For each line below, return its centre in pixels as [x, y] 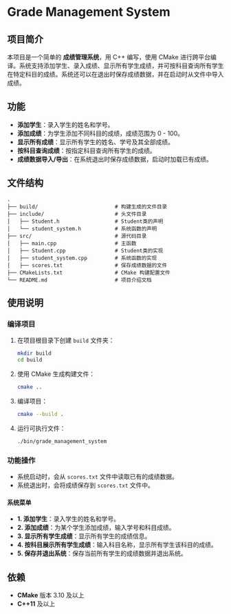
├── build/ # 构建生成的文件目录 [87, 207]
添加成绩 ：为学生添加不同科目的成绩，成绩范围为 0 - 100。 [100, 133]
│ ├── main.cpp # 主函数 [72, 243]
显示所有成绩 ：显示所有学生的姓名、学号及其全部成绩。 [95, 141]
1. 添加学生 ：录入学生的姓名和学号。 [68, 519]
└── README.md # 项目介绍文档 [80, 280]
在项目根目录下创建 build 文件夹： [66, 340]
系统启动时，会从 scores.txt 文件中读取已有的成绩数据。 [98, 476]
